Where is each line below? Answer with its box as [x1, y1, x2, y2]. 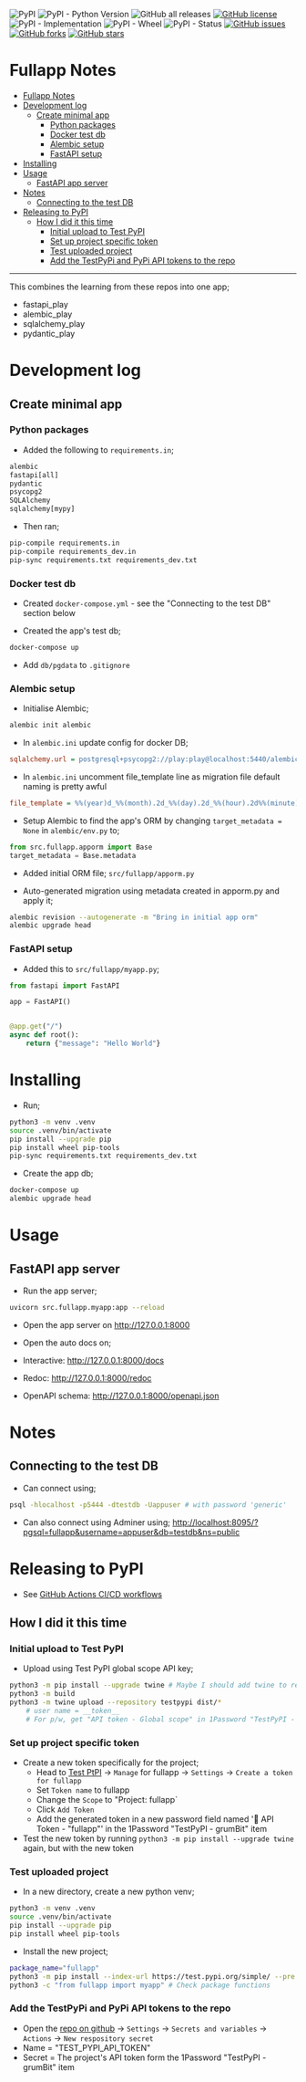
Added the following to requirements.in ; [22, 444, 175, 455]
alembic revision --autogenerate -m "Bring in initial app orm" [9, 913, 259, 922]
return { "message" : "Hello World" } [25, 1039, 161, 1049]
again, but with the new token [22, 1843, 134, 1854]
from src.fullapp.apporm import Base [9, 842, 153, 852]
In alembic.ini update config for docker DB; [22, 738, 189, 748]
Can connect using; [22, 1482, 97, 1493]
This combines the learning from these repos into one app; [9, 281, 230, 292]
